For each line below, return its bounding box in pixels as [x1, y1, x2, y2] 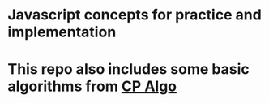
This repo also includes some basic [7, 60, 250, 79]
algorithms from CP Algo [7, 77, 177, 96]
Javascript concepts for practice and [7, 6, 263, 24]
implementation [7, 23, 117, 41]
